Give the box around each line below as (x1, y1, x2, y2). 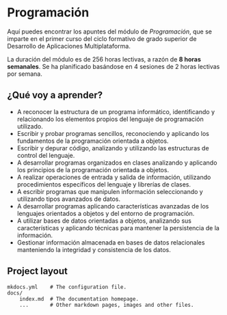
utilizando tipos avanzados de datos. (16, 195, 121, 203)
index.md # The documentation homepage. (19, 295, 139, 302)
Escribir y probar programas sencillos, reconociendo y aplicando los (16, 129, 210, 137)
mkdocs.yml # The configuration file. (7, 284, 127, 290)
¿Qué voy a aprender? (7, 90, 103, 101)
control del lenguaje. (16, 151, 75, 159)
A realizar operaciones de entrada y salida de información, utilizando (16, 173, 211, 181)
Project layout (7, 265, 68, 277)
